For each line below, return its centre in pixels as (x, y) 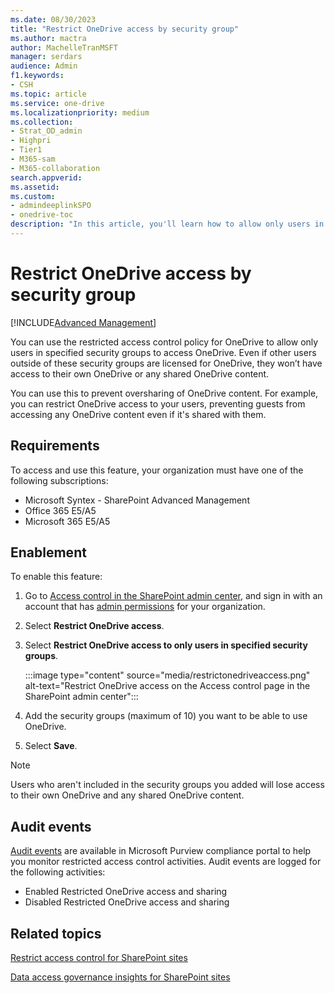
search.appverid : (46, 177)
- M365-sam (33, 159)
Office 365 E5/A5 (60, 510)
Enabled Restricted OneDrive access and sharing (126, 892)
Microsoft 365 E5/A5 (67, 521)
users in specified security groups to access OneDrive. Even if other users (163, 352)
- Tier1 (26, 150)
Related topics (56, 933)
